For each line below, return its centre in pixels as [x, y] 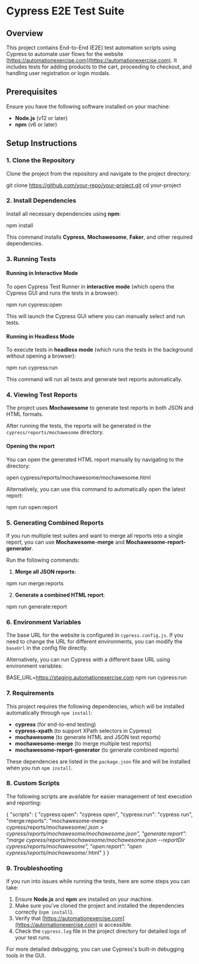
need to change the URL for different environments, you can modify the [94, 642]
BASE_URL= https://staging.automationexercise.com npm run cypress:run [97, 678]
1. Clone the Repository [40, 160]
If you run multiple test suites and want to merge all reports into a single [95, 535]
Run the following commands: [43, 560]
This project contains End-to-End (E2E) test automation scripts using [91, 47]
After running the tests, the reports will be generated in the [79, 426]
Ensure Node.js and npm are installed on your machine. [84, 899]
